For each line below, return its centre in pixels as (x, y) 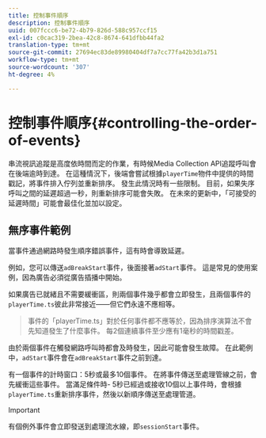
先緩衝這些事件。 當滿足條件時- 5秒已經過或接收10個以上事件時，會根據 (125, 384)
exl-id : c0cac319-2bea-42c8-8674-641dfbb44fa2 (86, 38)
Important (24, 410)
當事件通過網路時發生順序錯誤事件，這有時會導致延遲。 (98, 251)
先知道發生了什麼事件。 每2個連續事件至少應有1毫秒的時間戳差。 (133, 331)
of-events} (45, 140)
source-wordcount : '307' (49, 67)
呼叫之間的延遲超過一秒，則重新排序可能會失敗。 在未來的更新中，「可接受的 (132, 193)
